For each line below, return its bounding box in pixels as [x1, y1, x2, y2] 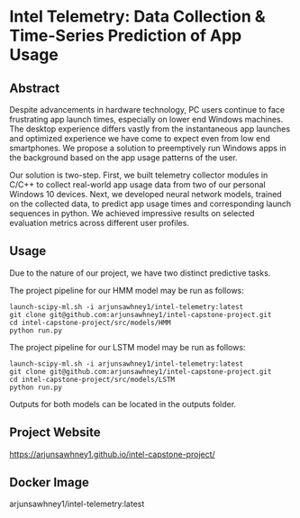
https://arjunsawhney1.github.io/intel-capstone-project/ [9, 449, 216, 459]
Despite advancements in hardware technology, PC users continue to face [9, 105, 286, 114]
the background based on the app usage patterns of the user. [9, 152, 238, 163]
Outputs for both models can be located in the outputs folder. [9, 398, 237, 409]
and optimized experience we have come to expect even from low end [9, 133, 270, 143]
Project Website [9, 425, 101, 441]
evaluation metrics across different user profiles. [9, 218, 189, 228]
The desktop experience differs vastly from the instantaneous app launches [9, 123, 291, 134]
